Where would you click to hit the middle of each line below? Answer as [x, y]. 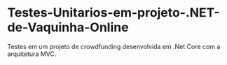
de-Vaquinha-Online [68, 27]
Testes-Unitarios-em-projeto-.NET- [113, 13]
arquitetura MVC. [32, 54]
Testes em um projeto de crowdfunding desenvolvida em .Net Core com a [114, 46]
